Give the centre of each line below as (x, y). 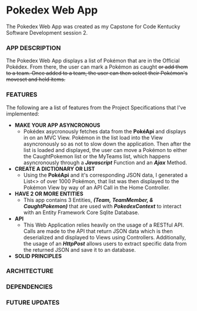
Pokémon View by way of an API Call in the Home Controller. (97, 187)
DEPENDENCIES (29, 287)
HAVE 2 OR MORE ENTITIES (49, 194)
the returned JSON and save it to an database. (80, 249)
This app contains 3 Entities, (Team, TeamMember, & (88, 200)
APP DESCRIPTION (34, 48)
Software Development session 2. (47, 32)
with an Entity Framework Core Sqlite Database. (81, 212)
